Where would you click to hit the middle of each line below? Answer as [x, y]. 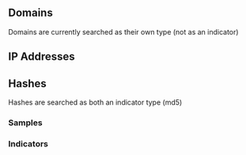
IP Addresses [42, 57]
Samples [25, 123]
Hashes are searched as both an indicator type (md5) [95, 102]
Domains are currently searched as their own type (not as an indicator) [123, 31]
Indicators [28, 143]
